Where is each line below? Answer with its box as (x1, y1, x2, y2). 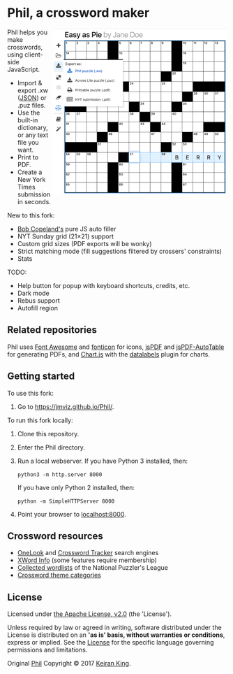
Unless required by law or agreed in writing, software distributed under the (7, 624, 222, 632)
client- (24, 50, 43, 59)
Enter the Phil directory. (17, 443, 85, 452)
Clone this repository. (17, 429, 80, 438)
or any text (17, 131, 49, 139)
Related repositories (7, 324, 98, 336)
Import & (17, 78, 43, 87)
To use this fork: (7, 389, 54, 397)
